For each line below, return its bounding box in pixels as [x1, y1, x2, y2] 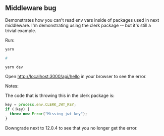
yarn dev [5, 64, 23, 70]
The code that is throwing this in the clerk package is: [5, 92, 115, 98]
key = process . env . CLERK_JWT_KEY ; [5, 102, 77, 107]
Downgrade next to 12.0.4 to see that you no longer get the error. [5, 125, 138, 131]
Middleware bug [5, 4, 56, 12]
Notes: [5, 83, 19, 89]
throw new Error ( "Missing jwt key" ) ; [9, 111, 88, 117]
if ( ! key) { [5, 107, 30, 112]
